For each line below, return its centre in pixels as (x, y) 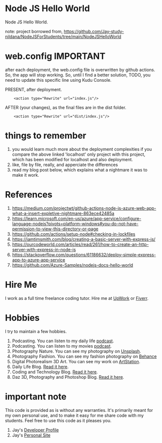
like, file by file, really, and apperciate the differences (65, 165)
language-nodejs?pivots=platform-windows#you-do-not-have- (75, 223)
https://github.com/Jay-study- (94, 31)
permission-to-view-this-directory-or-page (55, 229)
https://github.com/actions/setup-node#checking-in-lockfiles (74, 234)
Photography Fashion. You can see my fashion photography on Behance (84, 356)
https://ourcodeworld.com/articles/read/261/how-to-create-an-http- (80, 244)
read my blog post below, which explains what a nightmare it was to (80, 170)
